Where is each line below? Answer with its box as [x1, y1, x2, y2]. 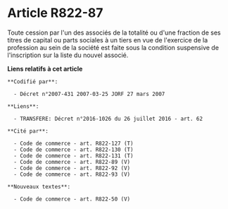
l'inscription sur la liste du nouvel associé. [7, 51, 129, 59]
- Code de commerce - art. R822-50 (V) [13, 196, 131, 203]
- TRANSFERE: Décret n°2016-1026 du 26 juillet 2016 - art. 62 [13, 115, 203, 122]
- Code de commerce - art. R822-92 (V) [13, 165, 131, 172]
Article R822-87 [7, 5, 103, 21]
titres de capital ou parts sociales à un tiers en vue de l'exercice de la [7, 35, 208, 44]
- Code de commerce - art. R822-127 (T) [13, 140, 134, 147]
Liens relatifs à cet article [7, 64, 83, 73]
